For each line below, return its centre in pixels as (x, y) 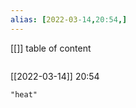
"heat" (24, 94)
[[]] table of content (51, 48)
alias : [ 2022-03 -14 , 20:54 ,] (69, 19)
